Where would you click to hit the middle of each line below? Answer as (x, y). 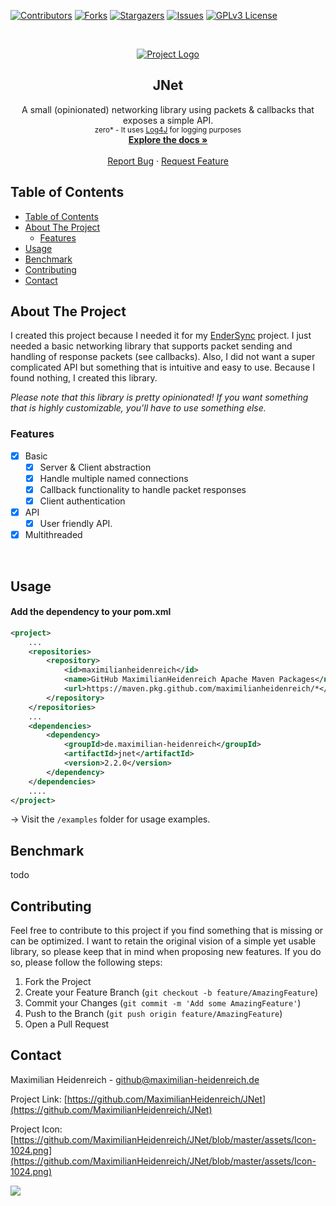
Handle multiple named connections (114, 478)
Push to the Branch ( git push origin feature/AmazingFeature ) (153, 1014)
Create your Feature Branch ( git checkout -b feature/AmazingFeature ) (171, 992)
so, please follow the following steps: (86, 962)
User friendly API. (76, 524)
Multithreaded (53, 535)
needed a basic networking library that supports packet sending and (151, 346)
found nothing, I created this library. (84, 378)
